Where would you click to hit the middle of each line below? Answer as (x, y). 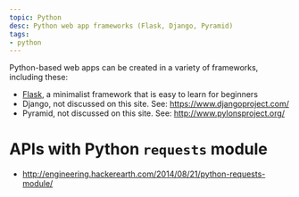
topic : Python (36, 17)
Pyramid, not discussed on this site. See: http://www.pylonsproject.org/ (154, 113)
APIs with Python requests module (138, 149)
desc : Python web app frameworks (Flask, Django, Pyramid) (121, 26)
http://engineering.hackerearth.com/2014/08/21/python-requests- (144, 174)
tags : (19, 34)
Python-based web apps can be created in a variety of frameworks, (134, 68)
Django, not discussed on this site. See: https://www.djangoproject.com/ (156, 104)
